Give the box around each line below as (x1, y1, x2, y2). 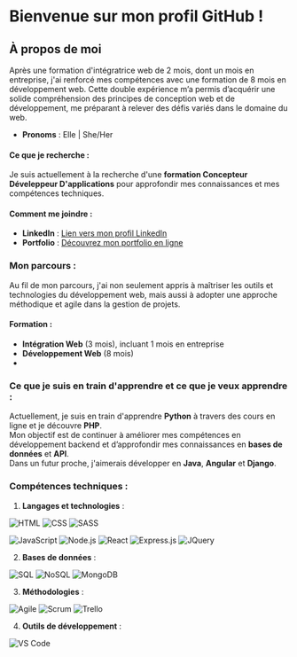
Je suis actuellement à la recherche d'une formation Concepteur (9, 169, 248, 180)
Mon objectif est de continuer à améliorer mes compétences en (9, 430, 241, 441)
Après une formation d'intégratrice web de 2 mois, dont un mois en (9, 65, 254, 75)
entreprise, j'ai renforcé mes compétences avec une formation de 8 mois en (9, 74, 286, 85)
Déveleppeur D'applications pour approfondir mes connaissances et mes (9, 179, 280, 190)
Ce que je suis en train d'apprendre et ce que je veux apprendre (9, 379, 288, 392)
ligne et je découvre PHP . (9, 420, 102, 431)
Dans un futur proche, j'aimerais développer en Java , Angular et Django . (9, 458, 277, 469)
